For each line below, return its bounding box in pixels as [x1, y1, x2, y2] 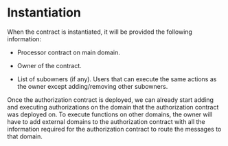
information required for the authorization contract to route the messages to [7, 125, 222, 133]
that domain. [7, 132, 43, 140]
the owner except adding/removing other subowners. [16, 82, 168, 90]
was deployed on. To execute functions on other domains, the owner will [7, 110, 213, 118]
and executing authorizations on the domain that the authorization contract [7, 103, 219, 111]
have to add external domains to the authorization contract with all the [7, 117, 205, 125]
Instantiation [7, 5, 81, 21]
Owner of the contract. [16, 61, 82, 70]
